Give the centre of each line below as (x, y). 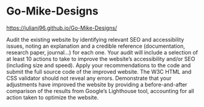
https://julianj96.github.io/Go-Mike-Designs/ (62, 28)
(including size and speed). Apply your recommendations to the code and (99, 65)
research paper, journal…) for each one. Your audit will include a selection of (102, 52)
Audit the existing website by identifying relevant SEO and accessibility (95, 39)
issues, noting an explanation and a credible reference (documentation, (96, 46)
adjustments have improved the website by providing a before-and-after (97, 84)
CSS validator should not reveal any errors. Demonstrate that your (89, 78)
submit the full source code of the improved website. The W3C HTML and (99, 71)
